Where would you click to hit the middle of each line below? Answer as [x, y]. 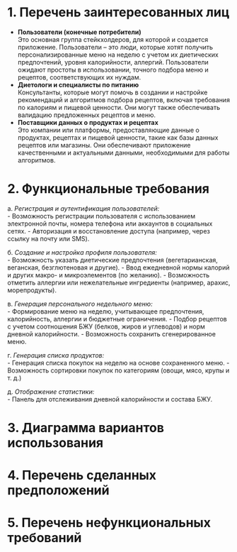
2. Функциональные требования [109, 189]
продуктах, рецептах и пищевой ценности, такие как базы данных [118, 137]
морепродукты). [32, 290]
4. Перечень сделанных [82, 475]
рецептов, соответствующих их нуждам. [79, 77]
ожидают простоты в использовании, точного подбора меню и [113, 70]
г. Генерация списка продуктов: [56, 355]
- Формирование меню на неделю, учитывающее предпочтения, [106, 311]
